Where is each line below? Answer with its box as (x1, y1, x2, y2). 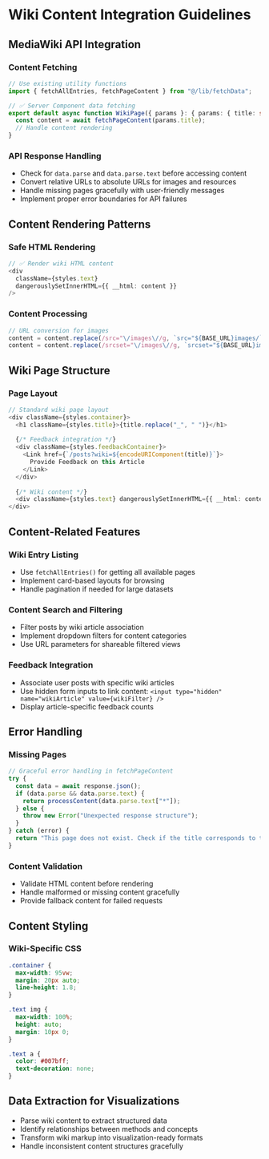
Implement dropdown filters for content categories (19, 631, 187, 640)
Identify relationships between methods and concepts (19, 1124, 199, 1133)
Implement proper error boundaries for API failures (19, 194, 187, 204)
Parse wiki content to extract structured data (19, 1116, 168, 1125)
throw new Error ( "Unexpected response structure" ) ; (22, 812, 199, 820)
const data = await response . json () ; (15, 781, 142, 790)
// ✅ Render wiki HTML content (8, 259, 114, 268)
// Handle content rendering (15, 124, 113, 132)
